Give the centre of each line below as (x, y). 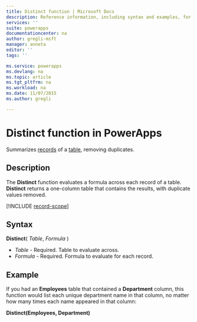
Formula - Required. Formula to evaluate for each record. (84, 256)
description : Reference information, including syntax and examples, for (99, 17)
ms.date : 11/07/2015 (32, 94)
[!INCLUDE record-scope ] (37, 206)
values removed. (26, 194)
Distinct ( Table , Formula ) (37, 238)
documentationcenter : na (37, 34)
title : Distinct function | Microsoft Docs (60, 11)
